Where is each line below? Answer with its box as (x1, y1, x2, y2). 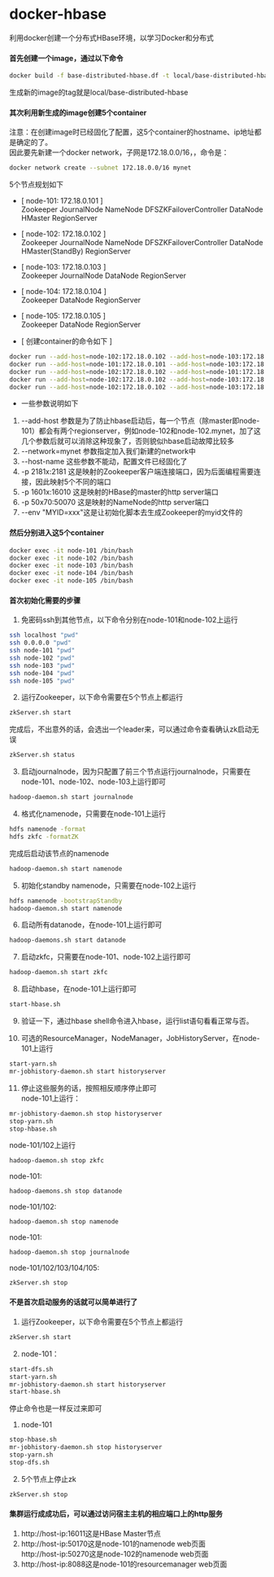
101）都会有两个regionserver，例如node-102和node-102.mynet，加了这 (20, 426, 261, 436)
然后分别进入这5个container (9, 528, 105, 538)
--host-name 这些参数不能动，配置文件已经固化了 (20, 457, 188, 467)
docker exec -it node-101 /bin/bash (9, 547, 133, 555)
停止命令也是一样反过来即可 (9, 1403, 102, 1413)
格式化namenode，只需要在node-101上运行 (20, 809, 166, 819)
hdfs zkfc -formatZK (9, 832, 80, 841)
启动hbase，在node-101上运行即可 (20, 984, 137, 994)
